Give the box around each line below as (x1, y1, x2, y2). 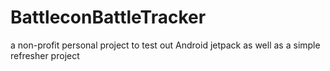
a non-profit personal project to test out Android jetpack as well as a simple (10, 39, 321, 51)
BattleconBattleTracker (10, 6, 207, 29)
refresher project (10, 49, 80, 61)
